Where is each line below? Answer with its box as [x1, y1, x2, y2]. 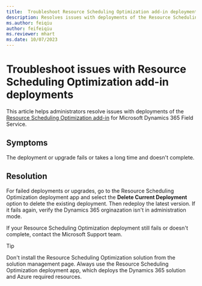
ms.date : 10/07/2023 [6, 37, 58, 43]
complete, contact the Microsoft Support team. [6, 230, 123, 237]
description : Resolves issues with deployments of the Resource [6, 14, 171, 20]
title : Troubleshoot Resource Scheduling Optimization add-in [6, 8, 168, 15]
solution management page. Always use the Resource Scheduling [6, 260, 169, 267]
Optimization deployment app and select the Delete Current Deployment [6, 193, 188, 201]
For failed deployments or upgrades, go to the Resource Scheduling [6, 187, 174, 194]
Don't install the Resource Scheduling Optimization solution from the [6, 254, 176, 261]
